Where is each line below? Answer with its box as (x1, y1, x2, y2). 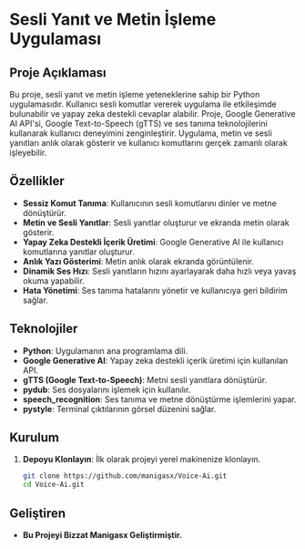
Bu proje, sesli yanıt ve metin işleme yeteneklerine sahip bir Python (9, 89, 260, 99)
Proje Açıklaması (9, 65, 107, 80)
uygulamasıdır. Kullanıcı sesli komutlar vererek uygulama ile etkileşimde (9, 98, 277, 109)
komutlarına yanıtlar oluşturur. (22, 246, 135, 257)
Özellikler (9, 173, 66, 189)
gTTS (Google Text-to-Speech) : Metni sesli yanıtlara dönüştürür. (22, 374, 267, 385)
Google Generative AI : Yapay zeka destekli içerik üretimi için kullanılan (22, 355, 289, 366)
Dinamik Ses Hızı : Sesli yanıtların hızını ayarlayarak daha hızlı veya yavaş (22, 265, 297, 276)
